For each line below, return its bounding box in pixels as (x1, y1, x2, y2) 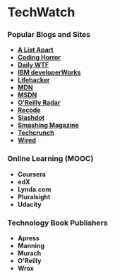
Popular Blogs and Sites (7, 30, 90, 40)
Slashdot (17, 113, 44, 122)
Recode (17, 106, 41, 114)
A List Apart (17, 45, 54, 54)
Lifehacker (17, 76, 51, 84)
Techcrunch (17, 128, 54, 137)
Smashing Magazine (17, 121, 80, 130)
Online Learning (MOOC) (7, 154, 94, 164)
